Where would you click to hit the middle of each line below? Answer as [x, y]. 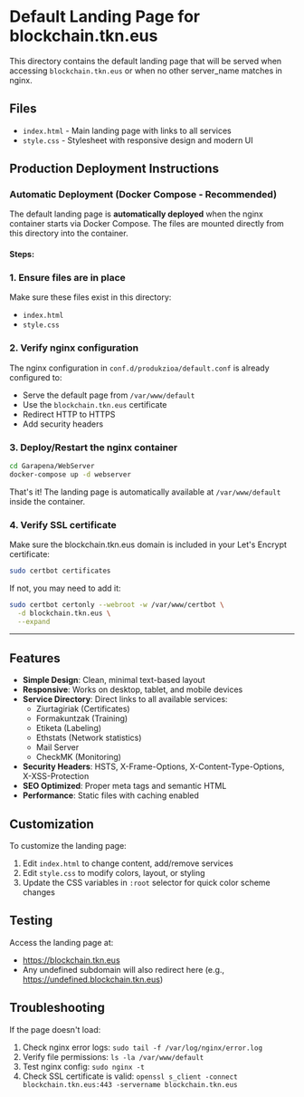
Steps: [22, 255]
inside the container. [47, 501]
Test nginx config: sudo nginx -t [83, 1066]
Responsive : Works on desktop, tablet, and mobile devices [133, 689]
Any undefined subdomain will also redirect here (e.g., [123, 969]
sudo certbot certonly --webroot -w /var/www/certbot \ [117, 604]
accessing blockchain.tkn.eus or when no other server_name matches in [146, 71]
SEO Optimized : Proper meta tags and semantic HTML [124, 786]
